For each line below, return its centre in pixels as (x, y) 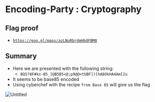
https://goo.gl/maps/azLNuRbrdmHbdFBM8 (55, 41)
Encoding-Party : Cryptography (73, 9)
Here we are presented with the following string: (63, 68)
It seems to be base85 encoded (46, 79)
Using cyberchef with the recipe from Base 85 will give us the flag (81, 84)
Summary (21, 56)
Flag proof (22, 28)
